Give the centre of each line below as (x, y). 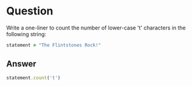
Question (30, 11)
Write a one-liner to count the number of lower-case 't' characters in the (96, 28)
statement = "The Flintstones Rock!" (54, 45)
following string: (26, 34)
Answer (21, 64)
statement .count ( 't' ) (34, 78)
